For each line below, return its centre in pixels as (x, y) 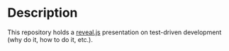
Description (43, 13)
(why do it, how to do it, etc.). (50, 39)
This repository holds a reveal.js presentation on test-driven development (114, 32)
